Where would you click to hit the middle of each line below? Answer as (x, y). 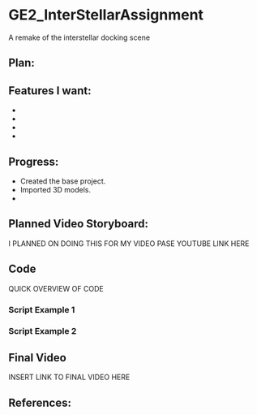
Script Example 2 (43, 331)
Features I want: (50, 91)
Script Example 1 (42, 309)
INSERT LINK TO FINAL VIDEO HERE (69, 377)
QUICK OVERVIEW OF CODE (56, 288)
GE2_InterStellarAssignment (106, 15)
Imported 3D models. (56, 189)
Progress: (34, 161)
